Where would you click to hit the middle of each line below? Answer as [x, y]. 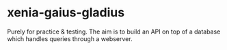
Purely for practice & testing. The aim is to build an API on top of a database [114, 32]
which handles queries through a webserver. [70, 38]
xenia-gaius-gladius [66, 13]
